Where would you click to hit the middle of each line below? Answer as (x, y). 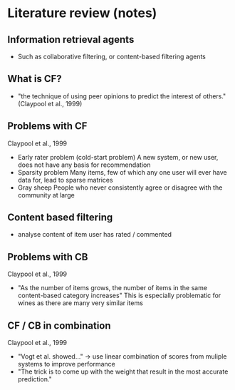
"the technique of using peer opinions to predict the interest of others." (122, 96)
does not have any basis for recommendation (84, 165)
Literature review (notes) (82, 13)
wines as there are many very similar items (80, 303)
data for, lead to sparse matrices (65, 180)
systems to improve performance (66, 364)
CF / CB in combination (59, 325)
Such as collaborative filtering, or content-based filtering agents (112, 56)
